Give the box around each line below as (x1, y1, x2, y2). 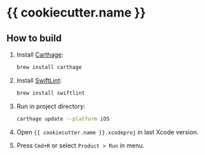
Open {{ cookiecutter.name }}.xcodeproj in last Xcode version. (16, 127, 199, 136)
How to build (6, 32, 62, 44)
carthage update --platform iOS (16, 115, 110, 122)
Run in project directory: (16, 102, 86, 110)
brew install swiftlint (16, 90, 86, 96)
